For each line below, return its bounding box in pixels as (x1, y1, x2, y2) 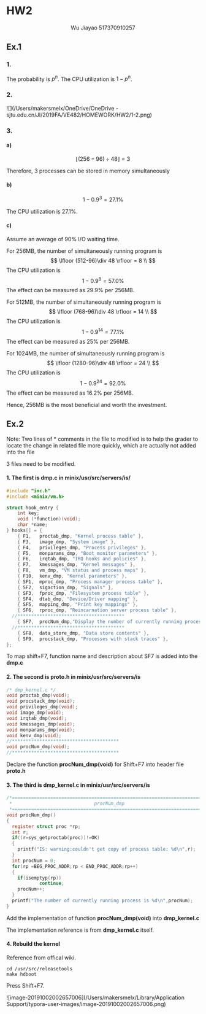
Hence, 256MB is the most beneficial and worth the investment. (6, 401, 167, 408)
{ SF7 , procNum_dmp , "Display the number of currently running (17, 619, 183, 625)
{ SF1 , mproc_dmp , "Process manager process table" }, (17, 578, 164, 585)
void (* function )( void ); (17, 516, 81, 522)
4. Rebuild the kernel (6, 940, 60, 948)
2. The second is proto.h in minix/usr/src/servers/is (6, 673, 141, 680)
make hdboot (6, 971, 37, 977)
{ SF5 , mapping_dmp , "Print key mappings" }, (17, 602, 139, 608)
